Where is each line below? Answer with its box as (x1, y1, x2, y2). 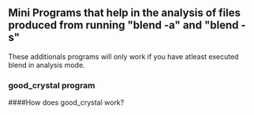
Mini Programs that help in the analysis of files (8, 6, 241, 20)
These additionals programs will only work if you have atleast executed (8, 51, 239, 61)
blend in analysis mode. (8, 60, 85, 69)
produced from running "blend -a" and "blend (8, 19, 239, 32)
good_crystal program (8, 80, 96, 91)
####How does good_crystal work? (8, 98, 125, 107)
